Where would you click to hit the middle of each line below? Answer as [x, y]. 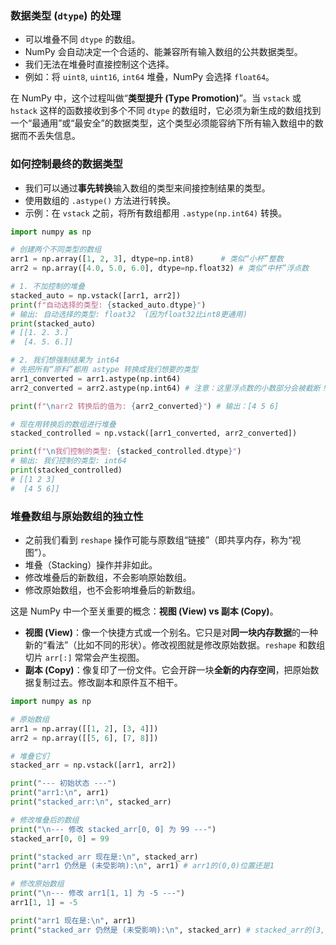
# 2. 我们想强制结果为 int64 [65, 360]
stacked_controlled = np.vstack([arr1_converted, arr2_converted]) [154, 433]
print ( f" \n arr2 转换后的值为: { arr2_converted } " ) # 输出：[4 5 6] [145, 406]
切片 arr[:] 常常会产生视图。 [84, 658]
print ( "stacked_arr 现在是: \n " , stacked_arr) [104, 857]
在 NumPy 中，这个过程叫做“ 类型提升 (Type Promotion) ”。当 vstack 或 [156, 98]
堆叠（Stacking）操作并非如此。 [91, 565]
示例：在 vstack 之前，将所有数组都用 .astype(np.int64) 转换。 [156, 213]
